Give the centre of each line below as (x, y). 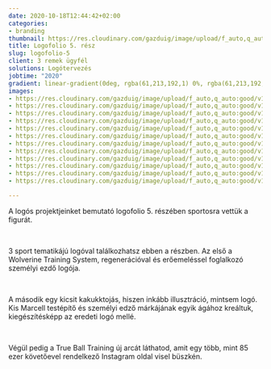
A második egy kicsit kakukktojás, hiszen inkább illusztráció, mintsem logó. (133, 299)
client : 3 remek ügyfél (48, 61)
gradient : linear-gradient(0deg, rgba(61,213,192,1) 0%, (106, 83)
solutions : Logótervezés (50, 69)
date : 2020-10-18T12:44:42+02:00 (65, 16)
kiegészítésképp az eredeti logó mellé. (72, 317)
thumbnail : (27, 38)
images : (21, 91)
